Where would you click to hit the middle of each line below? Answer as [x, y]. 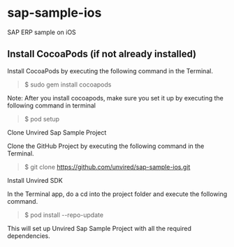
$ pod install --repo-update [64, 215]
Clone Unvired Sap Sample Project [57, 132]
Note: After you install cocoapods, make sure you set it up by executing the [115, 98]
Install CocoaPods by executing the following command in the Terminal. [110, 70]
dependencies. [29, 236]
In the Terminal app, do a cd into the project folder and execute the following [117, 194]
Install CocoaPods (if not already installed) [102, 54]
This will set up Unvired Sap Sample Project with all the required [100, 228]
